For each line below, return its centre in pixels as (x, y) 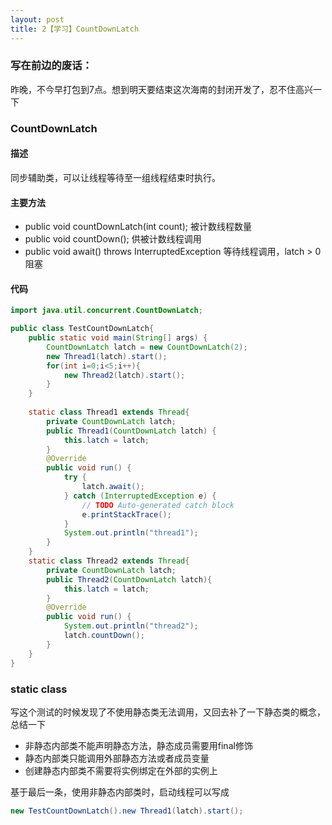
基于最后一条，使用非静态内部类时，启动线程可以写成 (120, 792)
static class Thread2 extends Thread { (109, 561)
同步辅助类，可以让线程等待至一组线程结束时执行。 (115, 177)
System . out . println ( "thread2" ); (131, 626)
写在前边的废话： (51, 66)
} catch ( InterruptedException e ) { (140, 496)
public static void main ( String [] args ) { (118, 338)
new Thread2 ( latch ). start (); (124, 375)
